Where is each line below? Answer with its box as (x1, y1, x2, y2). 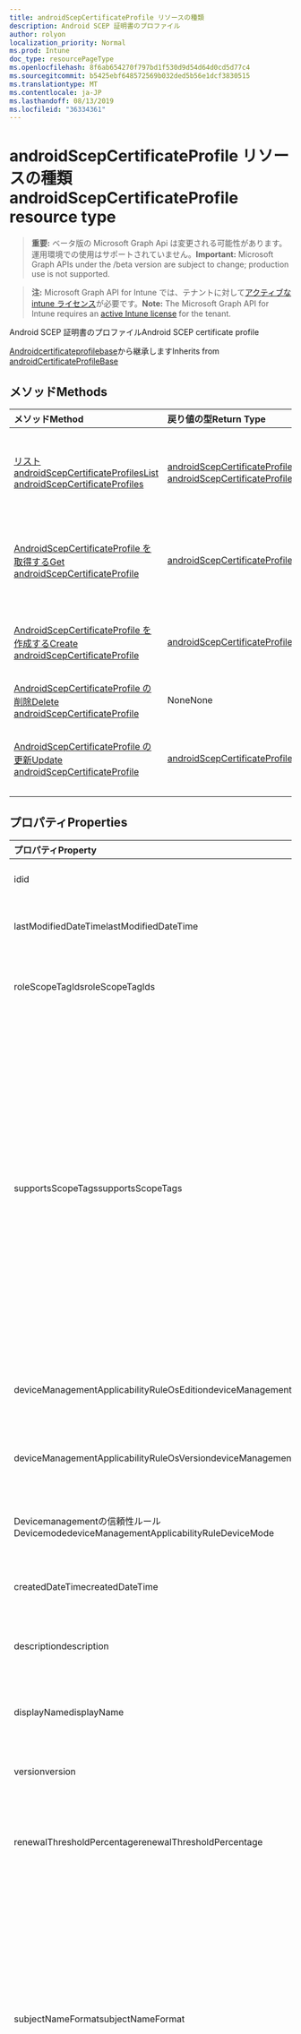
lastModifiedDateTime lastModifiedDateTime (13, 920, 199, 932)
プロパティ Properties (9, 815, 128, 830)
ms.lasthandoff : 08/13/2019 (9, 96, 115, 106)
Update (31, 754, 63, 766)
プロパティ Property (13, 844, 97, 856)
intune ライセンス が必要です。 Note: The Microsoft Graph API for (30, 298, 270, 309)
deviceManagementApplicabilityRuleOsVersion (13, 1452, 211, 1464)
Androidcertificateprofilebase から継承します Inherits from (9, 346, 219, 356)
